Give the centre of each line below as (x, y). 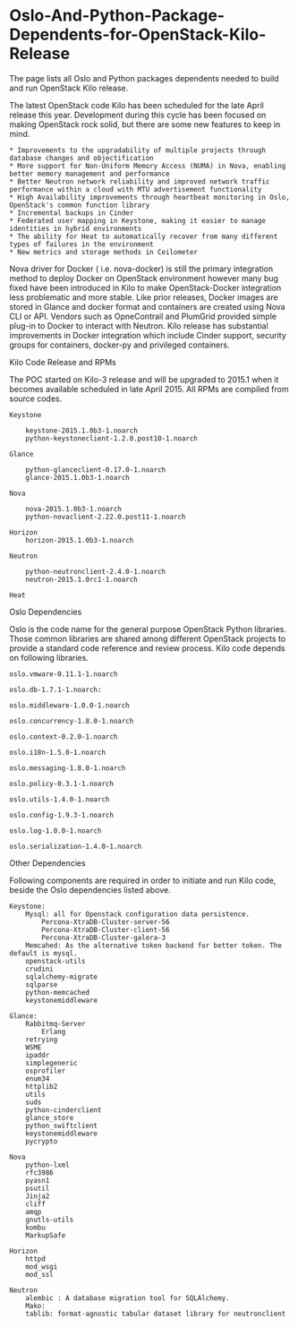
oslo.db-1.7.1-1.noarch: (55, 689)
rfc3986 (39, 1173)
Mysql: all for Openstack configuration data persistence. (138, 914)
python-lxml (47, 1165)
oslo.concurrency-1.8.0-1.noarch (72, 721)
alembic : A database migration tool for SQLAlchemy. (128, 1298)
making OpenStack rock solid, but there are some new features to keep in (145, 124)
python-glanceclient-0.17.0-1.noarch (96, 470)
